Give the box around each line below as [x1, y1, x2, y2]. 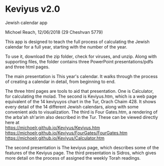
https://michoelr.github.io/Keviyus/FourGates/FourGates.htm [5, 130, 128, 136]
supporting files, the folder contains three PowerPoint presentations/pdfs [5, 58, 154, 64]
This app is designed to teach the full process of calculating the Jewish [5, 38, 150, 45]
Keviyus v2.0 [5, 3, 61, 15]
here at [5, 119, 20, 125]
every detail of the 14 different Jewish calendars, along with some [5, 104, 139, 110]
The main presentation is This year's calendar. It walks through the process [5, 73, 158, 79]
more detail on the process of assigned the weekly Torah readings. [5, 155, 141, 161]
